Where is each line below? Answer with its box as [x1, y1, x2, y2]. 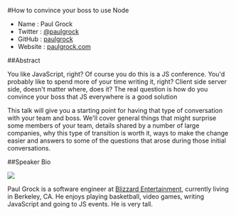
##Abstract [7, 56, 41, 65]
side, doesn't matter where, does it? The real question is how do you [7, 85, 208, 93]
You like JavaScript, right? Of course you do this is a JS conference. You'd [7, 70, 225, 78]
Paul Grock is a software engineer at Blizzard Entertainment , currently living [7, 184, 229, 193]
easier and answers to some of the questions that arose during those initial [7, 136, 226, 145]
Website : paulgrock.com [17, 43, 91, 50]
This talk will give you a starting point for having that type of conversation [7, 106, 222, 114]
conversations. [7, 144, 51, 152]
